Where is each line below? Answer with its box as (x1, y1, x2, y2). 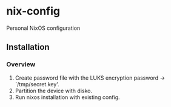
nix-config (6, 4, 61, 18)
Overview (6, 60, 36, 69)
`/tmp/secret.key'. (15, 80, 59, 88)
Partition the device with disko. (15, 87, 93, 94)
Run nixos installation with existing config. (15, 93, 120, 101)
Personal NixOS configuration (6, 24, 81, 32)
